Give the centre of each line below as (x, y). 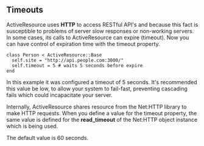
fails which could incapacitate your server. (59, 95)
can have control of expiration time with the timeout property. (83, 44)
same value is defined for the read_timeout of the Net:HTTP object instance (102, 119)
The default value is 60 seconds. (47, 138)
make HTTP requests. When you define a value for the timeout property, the (102, 113)
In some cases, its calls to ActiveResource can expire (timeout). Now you (98, 37)
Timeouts (25, 10)
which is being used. (32, 126)
